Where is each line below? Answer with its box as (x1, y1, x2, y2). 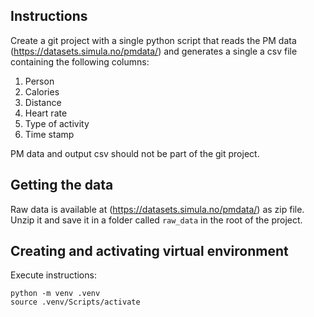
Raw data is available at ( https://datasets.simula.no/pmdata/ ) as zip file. (10, 203, 305, 215)
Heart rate (24, 107, 68, 119)
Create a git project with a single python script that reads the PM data (10, 34, 297, 46)
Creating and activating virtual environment (10, 243, 289, 260)
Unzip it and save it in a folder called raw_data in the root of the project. (10, 214, 303, 226)
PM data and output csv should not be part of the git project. (10, 147, 260, 159)
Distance (24, 96, 62, 108)
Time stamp (24, 128, 75, 140)
